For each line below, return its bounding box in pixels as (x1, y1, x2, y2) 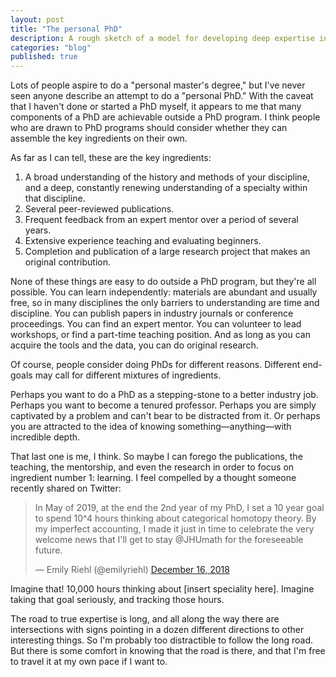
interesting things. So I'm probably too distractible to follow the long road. (10, 634, 314, 646)
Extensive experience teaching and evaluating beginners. (24, 235, 262, 247)
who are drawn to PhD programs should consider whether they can (10, 122, 288, 134)
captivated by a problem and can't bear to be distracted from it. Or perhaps (10, 410, 321, 422)
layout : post (10, 14, 65, 25)
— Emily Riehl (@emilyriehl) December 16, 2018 (34, 564, 230, 576)
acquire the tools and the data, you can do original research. (10, 339, 259, 351)
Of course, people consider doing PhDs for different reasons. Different (10, 359, 301, 371)
